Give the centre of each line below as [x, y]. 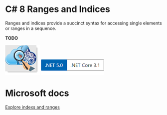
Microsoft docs [37, 93]
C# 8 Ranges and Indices [58, 9]
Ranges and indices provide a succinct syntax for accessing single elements [83, 23]
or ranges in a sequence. [31, 28]
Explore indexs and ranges [32, 107]
